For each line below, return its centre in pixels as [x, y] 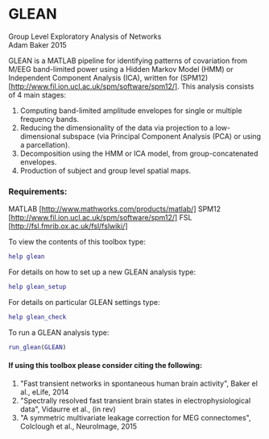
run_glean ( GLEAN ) [37, 347]
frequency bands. [49, 119]
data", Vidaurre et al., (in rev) [68, 409]
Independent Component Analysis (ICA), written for [93, 77]
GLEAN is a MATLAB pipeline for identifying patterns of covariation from [128, 61]
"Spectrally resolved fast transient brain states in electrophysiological [135, 400]
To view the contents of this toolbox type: [77, 242]
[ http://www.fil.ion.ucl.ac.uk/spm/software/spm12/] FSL [100, 218]
